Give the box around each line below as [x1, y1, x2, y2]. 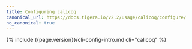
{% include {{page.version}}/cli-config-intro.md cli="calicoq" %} [6, 36, 167, 44]
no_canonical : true [6, 20, 55, 26]
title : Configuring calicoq [6, 8, 77, 15]
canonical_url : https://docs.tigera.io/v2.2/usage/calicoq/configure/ [6, 14, 187, 20]
